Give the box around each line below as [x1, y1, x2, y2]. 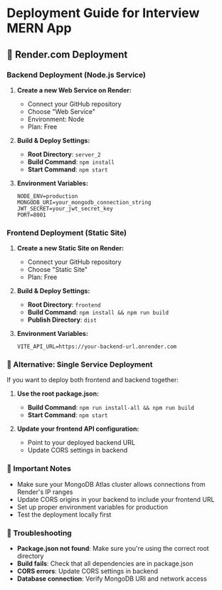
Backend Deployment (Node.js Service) [6, 70, 147, 80]
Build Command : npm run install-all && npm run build [27, 404, 195, 412]
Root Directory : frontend [27, 300, 101, 309]
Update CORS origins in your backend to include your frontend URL [16, 495, 215, 503]
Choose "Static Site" [27, 265, 88, 274]
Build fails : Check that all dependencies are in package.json [16, 559, 194, 568]
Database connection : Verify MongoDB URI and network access [16, 574, 207, 583]
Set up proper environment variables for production [16, 502, 169, 511]
